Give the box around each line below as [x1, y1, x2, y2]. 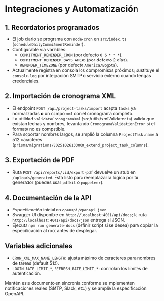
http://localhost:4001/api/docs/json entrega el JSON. [12, 217, 125, 223]
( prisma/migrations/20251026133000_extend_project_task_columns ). [12, 142, 149, 148]
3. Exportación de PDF [5, 156, 75, 164]
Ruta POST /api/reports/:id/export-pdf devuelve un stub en [12, 169, 136, 175]
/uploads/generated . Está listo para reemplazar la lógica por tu [12, 174, 138, 180]
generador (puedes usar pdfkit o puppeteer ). [12, 180, 104, 185]
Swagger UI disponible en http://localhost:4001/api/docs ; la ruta [12, 212, 147, 218]
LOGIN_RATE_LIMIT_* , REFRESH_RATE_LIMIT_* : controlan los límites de [12, 266, 148, 271]
